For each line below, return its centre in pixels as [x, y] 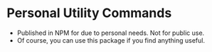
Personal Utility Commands [89, 13]
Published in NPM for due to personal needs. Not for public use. [111, 33]
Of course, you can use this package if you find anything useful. [111, 40]
